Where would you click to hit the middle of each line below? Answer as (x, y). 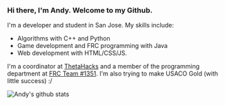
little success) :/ (30, 81)
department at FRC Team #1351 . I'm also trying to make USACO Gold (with (113, 73)
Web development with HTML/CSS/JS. (72, 53)
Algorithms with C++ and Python (63, 38)
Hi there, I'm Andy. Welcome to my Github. (80, 10)
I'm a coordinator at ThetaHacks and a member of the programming (104, 67)
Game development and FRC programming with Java (92, 46)
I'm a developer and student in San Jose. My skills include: (91, 25)
